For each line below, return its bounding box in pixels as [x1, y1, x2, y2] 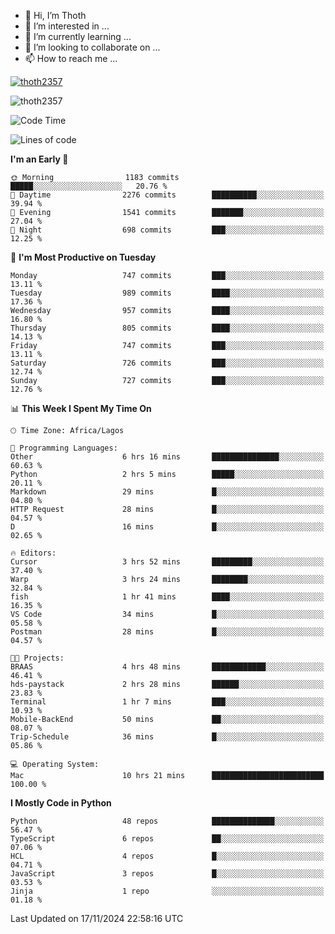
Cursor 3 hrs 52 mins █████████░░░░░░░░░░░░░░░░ [10, 557, 325, 567]
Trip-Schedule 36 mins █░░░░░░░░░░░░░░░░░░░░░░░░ [10, 732, 325, 742]
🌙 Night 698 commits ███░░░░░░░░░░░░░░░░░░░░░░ [10, 225, 325, 235]
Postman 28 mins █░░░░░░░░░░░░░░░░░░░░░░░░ [10, 627, 325, 637]
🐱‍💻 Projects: [10, 653, 65, 663]
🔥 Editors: [10, 548, 57, 558]
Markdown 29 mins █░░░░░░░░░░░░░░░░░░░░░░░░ [10, 487, 325, 497]
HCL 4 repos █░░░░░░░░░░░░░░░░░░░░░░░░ [10, 851, 325, 861]
